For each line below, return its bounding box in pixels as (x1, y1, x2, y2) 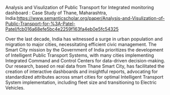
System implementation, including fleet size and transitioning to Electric (5, 79, 157, 85)
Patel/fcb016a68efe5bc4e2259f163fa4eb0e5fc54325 (5, 26, 119, 32)
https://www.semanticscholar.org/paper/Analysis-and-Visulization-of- (16, 15, 165, 21)
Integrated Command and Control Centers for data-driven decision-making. (5, 58, 165, 63)
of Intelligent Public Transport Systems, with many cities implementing (5, 52, 154, 58)
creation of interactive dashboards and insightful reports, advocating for (5, 68, 158, 75)
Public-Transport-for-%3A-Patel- (5, 20, 75, 27)
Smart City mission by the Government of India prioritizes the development (5, 47, 163, 53)
